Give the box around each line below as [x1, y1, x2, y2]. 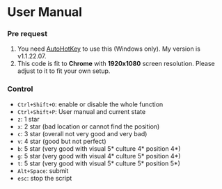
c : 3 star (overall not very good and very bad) [17, 129, 148, 138]
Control [7, 84, 33, 94]
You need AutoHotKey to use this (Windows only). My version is [17, 44, 200, 53]
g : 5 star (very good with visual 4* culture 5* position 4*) [17, 151, 181, 160]
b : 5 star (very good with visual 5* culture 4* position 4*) [17, 144, 181, 153]
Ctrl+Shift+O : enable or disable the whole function [17, 100, 164, 108]
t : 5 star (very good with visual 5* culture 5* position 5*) [17, 159, 181, 167]
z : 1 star [17, 115, 40, 123]
